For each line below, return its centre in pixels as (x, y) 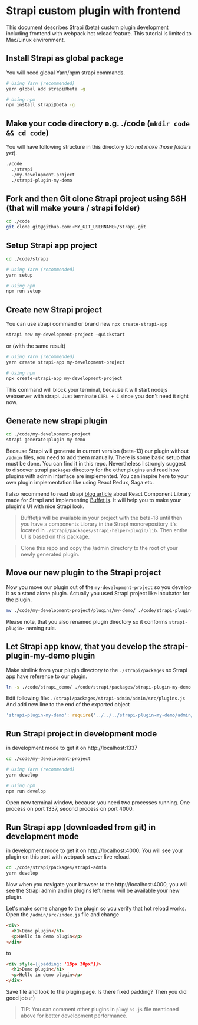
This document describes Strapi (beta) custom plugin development (88, 27)
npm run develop (26, 791)
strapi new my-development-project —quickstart (66, 335)
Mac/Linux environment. (36, 40)
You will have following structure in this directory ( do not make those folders (99, 147)
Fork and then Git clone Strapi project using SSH (96, 199)
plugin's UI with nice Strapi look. (45, 506)
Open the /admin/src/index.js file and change (63, 915)
